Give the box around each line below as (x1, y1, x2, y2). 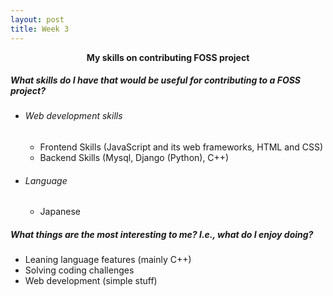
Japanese (39, 206, 82, 218)
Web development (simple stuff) (24, 275, 158, 287)
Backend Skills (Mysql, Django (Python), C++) (39, 152, 230, 164)
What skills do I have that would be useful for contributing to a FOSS (10, 74, 302, 86)
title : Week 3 (10, 24, 70, 34)
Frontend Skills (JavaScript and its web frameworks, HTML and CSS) (39, 141, 324, 153)
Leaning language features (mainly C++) (24, 254, 192, 266)
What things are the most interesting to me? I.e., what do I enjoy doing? (10, 228, 314, 240)
